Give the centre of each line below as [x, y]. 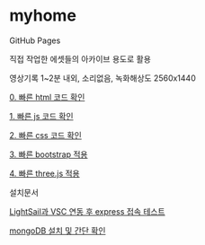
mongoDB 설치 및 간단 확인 [58, 231]
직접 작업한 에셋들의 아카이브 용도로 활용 [80, 58]
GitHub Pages [35, 40]
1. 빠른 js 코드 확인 [41, 116]
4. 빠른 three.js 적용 [45, 173]
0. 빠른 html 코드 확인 [47, 97]
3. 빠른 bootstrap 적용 [49, 154]
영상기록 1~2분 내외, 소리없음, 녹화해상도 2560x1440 [102, 78]
